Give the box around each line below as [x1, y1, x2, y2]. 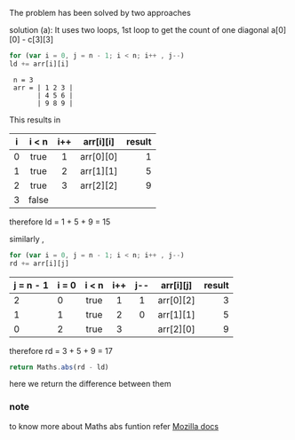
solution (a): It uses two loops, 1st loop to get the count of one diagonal [9, 25, 269, 35]
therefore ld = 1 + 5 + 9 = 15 [9, 216, 111, 227]
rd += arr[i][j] [9, 259, 69, 268]
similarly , [9, 233, 44, 244]
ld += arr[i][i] [9, 59, 69, 68]
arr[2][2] [79, 179, 118, 192]
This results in [9, 114, 60, 125]
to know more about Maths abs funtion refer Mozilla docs [9, 420, 219, 431]
